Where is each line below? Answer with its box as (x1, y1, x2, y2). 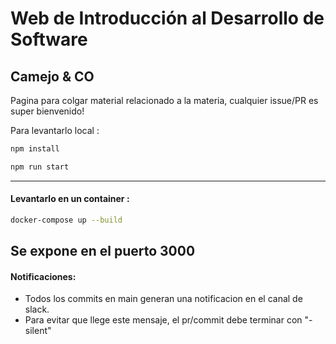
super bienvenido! (10, 105, 85, 117)
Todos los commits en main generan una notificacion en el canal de (24, 293, 303, 305)
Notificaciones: (10, 270, 77, 282)
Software (10, 28, 88, 51)
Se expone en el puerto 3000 (10, 243, 196, 260)
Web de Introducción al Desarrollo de (10, 7, 325, 30)
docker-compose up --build (10, 215, 123, 225)
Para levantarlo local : (10, 125, 100, 136)
